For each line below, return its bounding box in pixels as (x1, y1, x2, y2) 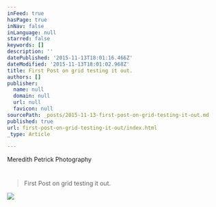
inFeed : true (7, 10, 44, 17)
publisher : (7, 80, 38, 87)
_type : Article (7, 130, 51, 137)
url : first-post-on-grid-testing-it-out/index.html (7, 124, 157, 131)
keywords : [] (7, 42, 44, 49)
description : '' (7, 49, 53, 55)
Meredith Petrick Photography (7, 155, 92, 164)
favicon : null (13, 105, 53, 112)
